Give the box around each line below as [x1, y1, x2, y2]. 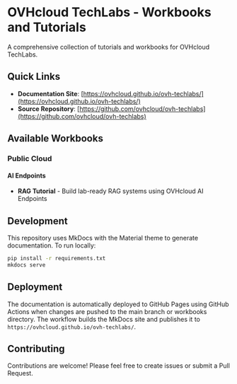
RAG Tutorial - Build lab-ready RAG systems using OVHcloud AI [17, 187, 204, 195]
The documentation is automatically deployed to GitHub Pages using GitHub [7, 300, 229, 308]
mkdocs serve [7, 261, 46, 269]
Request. [7, 369, 33, 378]
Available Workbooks [7, 132, 104, 145]
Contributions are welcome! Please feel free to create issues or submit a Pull [7, 361, 230, 370]
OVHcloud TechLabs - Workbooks [7, 4, 212, 21]
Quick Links [7, 71, 61, 83]
